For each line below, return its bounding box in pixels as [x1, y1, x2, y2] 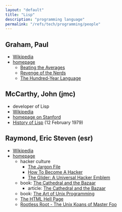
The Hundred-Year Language [20, 75, 81, 81]
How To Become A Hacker [27, 169, 83, 175]
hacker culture [20, 158, 51, 164]
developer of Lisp [12, 103, 50, 109]
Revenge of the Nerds [20, 70, 66, 76]
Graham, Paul [5, 40, 49, 49]
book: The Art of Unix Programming [20, 190, 95, 196]
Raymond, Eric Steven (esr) [5, 134, 93, 143]
